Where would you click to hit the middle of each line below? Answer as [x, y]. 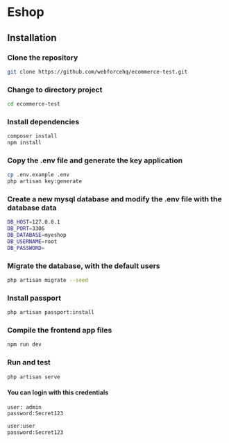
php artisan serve [34, 377]
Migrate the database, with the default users [84, 266]
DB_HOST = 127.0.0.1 [34, 222]
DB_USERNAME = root [32, 241]
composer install [32, 136]
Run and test [29, 362]
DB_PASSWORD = [26, 248]
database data [32, 208]
